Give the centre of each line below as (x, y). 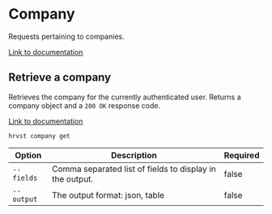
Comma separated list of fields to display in (134, 169)
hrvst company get (39, 136)
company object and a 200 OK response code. (84, 105)
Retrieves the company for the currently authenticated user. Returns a (125, 97)
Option (28, 155)
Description (134, 155)
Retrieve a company (60, 78)
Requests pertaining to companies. (66, 36)
